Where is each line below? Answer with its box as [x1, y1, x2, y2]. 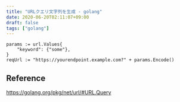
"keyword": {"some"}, [17, 47, 70, 53]
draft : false [6, 20, 39, 26]
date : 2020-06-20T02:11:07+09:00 [6, 14, 89, 20]
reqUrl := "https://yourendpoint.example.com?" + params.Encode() [6, 57, 175, 63]
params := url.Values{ [6, 42, 63, 47]
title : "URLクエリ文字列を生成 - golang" [6, 8, 103, 15]
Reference [6, 73, 46, 83]
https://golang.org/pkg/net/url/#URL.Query [6, 89, 111, 96]
